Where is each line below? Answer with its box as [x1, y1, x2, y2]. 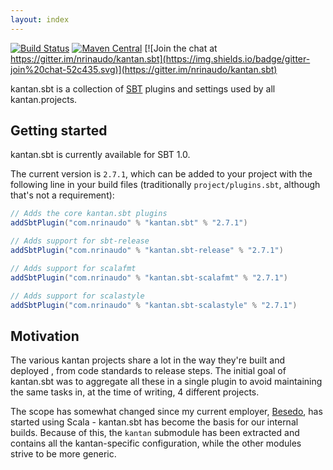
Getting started [10, 122, 108, 140]
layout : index [10, 14, 70, 25]
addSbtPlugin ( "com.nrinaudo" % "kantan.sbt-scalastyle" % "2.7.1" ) [10, 300, 298, 310]
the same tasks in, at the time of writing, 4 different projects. [10, 386, 260, 398]
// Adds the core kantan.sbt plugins [10, 209, 168, 219]
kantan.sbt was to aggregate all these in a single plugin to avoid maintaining [10, 376, 323, 388]
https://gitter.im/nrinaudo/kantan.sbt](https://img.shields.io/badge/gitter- [10, 52, 311, 65]
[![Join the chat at [144, 42, 218, 54]
